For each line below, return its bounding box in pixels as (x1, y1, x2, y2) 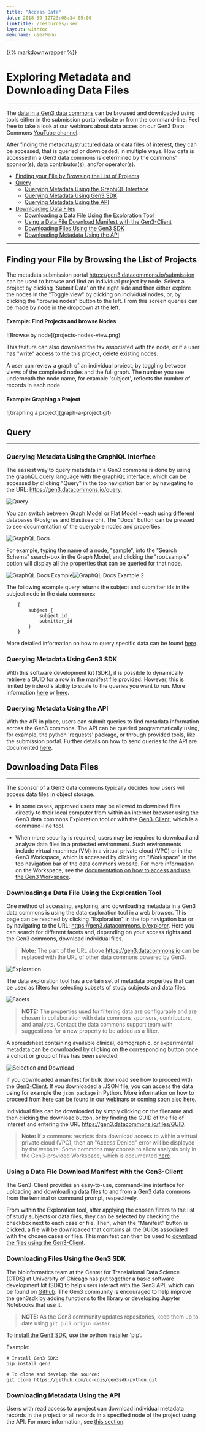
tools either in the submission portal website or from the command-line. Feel (6, 116, 199, 124)
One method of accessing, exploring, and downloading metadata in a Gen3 (6, 902, 196, 910)
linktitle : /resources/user (6, 20, 78, 26)
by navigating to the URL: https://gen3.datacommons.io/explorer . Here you (6, 922, 195, 929)
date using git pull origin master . (21, 1319, 112, 1327)
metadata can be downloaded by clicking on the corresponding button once (6, 1046, 199, 1053)
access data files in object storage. (6, 790, 95, 798)
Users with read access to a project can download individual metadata (6, 1405, 185, 1412)
